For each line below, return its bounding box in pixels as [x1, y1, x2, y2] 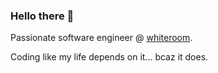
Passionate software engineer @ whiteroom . [10, 32, 193, 44]
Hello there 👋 [10, 9, 75, 23]
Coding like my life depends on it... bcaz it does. [10, 51, 209, 63]
